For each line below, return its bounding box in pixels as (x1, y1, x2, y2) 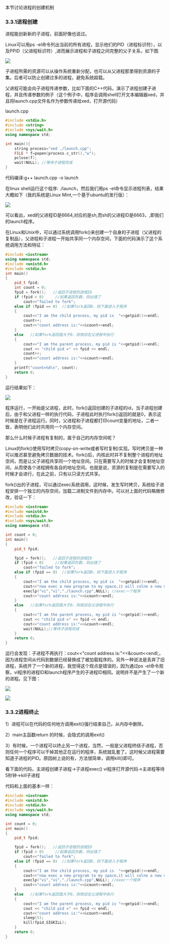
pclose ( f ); (14, 155, 37, 161)
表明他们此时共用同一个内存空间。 (14, 424, 85, 430)
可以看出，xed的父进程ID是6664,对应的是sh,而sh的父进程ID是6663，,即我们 (5, 212, 164, 218)
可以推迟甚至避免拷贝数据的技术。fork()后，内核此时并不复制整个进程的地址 (5, 451, 163, 458)
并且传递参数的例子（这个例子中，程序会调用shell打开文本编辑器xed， (14, 92, 160, 98)
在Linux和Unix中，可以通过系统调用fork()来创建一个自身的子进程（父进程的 (5, 229, 162, 235)
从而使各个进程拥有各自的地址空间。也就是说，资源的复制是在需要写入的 (14, 464, 165, 470)
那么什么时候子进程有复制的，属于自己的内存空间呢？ (5, 434, 116, 440)
